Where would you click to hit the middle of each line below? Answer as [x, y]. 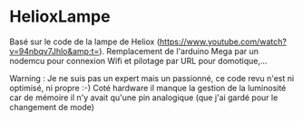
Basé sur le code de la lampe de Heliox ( [85, 42]
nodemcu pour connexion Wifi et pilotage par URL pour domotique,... [138, 60]
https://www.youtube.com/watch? [223, 42]
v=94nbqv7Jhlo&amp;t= [54, 51]
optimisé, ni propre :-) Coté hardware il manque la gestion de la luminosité [148, 88]
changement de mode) [52, 107]
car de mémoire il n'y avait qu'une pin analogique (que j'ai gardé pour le [144, 98]
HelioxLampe [60, 17]
